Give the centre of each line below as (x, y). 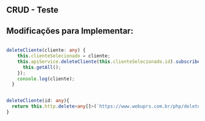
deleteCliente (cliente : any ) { (46, 50)
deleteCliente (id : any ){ (38, 101)
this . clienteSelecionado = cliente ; (64, 56)
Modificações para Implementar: (70, 31)
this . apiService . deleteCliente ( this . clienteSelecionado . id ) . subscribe (109, 61)
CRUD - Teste (33, 10)
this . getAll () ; (42, 67)
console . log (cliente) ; (46, 79)
